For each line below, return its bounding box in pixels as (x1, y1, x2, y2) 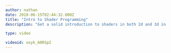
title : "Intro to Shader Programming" (5, 17, 88, 22)
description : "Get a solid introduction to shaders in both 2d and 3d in (5, 21, 166, 27)
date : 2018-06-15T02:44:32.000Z (5, 12, 74, 17)
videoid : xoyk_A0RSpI (5, 40, 52, 45)
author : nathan (5, 7, 38, 13)
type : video (5, 31, 31, 36)
